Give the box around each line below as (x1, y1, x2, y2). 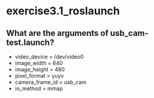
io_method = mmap (14, 85, 63, 92)
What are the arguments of (6, 28, 109, 38)
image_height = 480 (14, 66, 65, 73)
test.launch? (6, 37, 55, 47)
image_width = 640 (14, 60, 63, 66)
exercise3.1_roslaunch (6, 4, 120, 18)
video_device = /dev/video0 (14, 53, 84, 60)
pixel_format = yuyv (14, 72, 64, 79)
